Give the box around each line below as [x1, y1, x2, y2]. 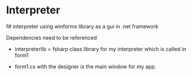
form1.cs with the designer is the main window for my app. [14, 63, 157, 70]
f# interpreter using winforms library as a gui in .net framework [6, 23, 159, 30]
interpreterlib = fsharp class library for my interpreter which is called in [14, 45, 187, 53]
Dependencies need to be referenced [6, 34, 97, 41]
